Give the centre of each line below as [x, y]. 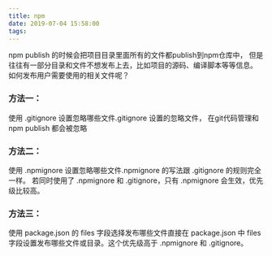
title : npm [27, 16]
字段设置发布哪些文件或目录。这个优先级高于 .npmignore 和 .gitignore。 [128, 243]
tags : [17, 31]
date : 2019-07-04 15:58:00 [54, 24]
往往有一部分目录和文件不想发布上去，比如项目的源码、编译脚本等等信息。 [133, 65]
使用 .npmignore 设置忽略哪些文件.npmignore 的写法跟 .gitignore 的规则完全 [135, 170]
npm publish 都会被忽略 [48, 128]
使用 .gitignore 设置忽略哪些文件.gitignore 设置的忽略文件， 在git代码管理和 [134, 118]
